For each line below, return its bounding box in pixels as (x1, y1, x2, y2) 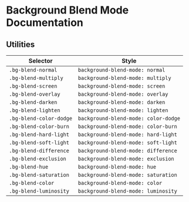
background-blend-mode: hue (77, 164, 157, 170)
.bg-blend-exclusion (9, 156, 66, 162)
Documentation (6, 16, 84, 29)
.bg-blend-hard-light (9, 132, 69, 138)
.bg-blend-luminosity (9, 188, 69, 194)
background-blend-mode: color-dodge (77, 115, 181, 122)
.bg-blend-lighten (9, 107, 60, 113)
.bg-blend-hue (9, 164, 49, 170)
